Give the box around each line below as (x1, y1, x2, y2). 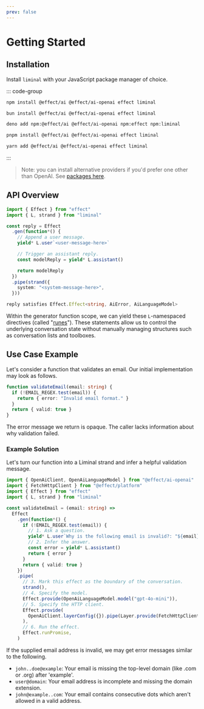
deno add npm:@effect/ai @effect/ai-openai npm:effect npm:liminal (6, 121, 181, 127)
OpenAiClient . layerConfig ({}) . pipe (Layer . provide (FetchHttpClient (28, 613, 200, 619)
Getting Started (6, 35, 86, 49)
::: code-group (6, 87, 42, 94)
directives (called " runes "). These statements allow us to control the (6, 319, 177, 326)
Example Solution (6, 445, 59, 454)
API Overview (6, 190, 59, 201)
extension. (15, 684, 41, 691)
